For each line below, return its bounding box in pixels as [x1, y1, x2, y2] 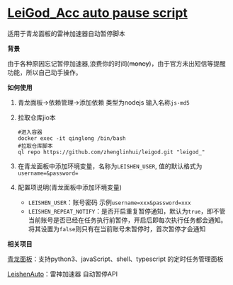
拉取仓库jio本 [17, 113, 56, 122]
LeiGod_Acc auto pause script [7, 5, 188, 21]
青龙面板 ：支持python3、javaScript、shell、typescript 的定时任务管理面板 [7, 255, 224, 263]
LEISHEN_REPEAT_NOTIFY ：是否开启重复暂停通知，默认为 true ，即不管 [28, 207, 226, 215]
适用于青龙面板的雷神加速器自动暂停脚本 [7, 29, 125, 37]
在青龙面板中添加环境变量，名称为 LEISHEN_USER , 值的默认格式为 [17, 161, 203, 170]
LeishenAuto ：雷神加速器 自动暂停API [7, 269, 118, 278]
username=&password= [17, 170, 79, 177]
